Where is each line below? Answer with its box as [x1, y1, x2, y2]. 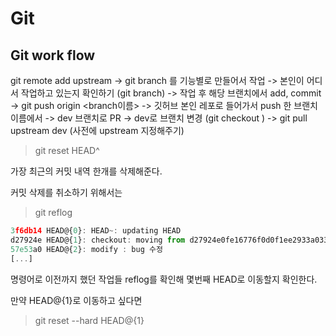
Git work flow [10, 47, 96, 64]
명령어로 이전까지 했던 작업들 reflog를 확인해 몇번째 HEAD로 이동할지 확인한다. [10, 273, 318, 285]
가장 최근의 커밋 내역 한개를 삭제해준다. [10, 165, 163, 177]
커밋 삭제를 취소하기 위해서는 [10, 187, 123, 198]
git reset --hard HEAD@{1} [34, 314, 145, 326]
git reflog [34, 207, 73, 218]
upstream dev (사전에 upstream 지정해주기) [10, 125, 185, 136]
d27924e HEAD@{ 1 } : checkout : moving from [10, 235, 186, 245]
